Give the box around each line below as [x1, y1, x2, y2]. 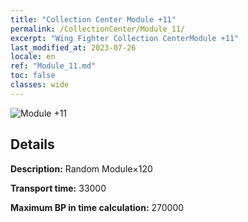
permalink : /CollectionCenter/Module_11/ [10, 24, 186, 34]
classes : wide [10, 80, 70, 90]
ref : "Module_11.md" [10, 61, 97, 71]
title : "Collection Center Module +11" [10, 14, 177, 25]
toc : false [10, 71, 56, 81]
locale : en [10, 52, 56, 62]
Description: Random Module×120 [10, 162, 153, 175]
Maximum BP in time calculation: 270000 [10, 201, 185, 213]
